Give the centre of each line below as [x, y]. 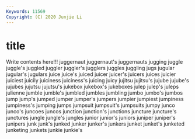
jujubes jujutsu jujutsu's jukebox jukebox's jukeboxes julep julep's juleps [93, 87]
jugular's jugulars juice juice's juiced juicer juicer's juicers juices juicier [91, 74]
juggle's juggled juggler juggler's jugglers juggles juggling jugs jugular [90, 68]
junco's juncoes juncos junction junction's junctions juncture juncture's [91, 112]
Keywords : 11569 [26, 11]
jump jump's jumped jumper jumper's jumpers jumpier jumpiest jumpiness [95, 99]
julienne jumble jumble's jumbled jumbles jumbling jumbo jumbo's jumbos [95, 93]
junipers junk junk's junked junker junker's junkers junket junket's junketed [95, 124]
